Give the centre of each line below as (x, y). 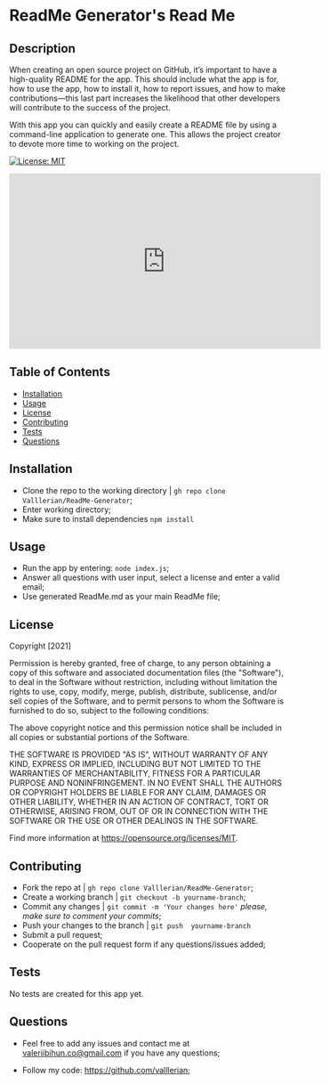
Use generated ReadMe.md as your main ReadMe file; (121, 597)
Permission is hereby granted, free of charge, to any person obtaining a (140, 664)
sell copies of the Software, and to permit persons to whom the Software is (147, 701)
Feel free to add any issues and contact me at (106, 1043)
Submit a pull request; (62, 935)
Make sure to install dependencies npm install (108, 518)
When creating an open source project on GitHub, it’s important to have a (143, 69)
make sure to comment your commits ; (92, 916)
